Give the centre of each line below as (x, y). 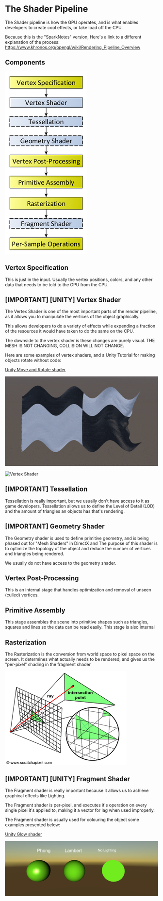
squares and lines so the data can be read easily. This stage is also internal (80, 627)
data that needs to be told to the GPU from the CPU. (57, 284)
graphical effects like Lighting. (35, 795)
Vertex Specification (37, 268)
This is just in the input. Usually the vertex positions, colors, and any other (79, 279)
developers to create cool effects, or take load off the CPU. (64, 27)
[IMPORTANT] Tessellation (46, 489)
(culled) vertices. (22, 595)
